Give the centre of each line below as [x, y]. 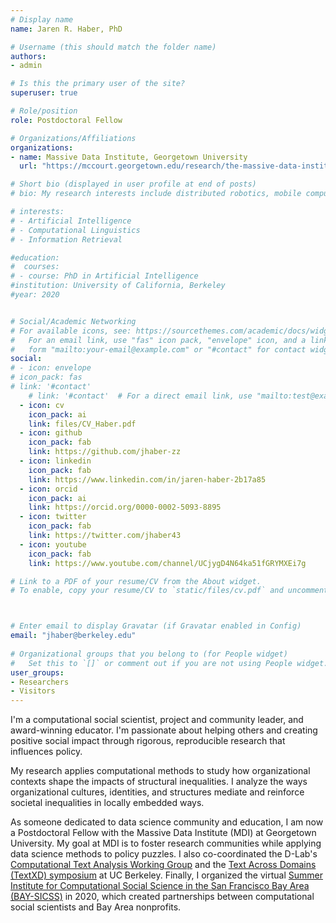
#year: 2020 [35, 295]
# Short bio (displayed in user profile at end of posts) [133, 184]
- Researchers [40, 682]
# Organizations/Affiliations [73, 138]
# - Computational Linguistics [75, 230]
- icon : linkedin [55, 461]
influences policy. [46, 752]
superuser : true [44, 93]
